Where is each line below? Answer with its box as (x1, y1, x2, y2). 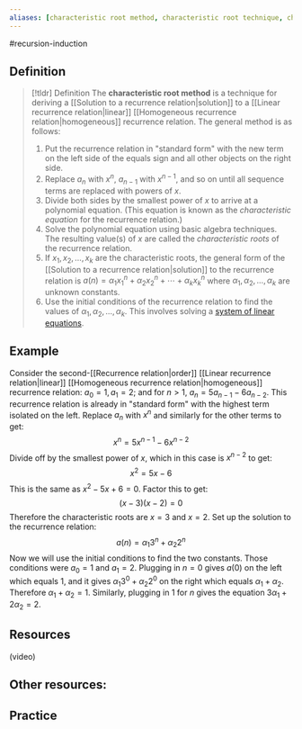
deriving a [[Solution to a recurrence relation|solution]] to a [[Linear (31, 97, 280, 108)
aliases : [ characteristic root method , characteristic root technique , (9, 13, 283, 22)
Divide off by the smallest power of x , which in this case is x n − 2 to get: (9, 451, 272, 463)
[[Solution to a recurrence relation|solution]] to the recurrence (44, 264, 274, 274)
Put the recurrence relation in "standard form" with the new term (44, 143, 285, 154)
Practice (9, 707, 58, 723)
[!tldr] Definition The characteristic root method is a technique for (31, 87, 278, 99)
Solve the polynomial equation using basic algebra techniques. (44, 223, 278, 234)
